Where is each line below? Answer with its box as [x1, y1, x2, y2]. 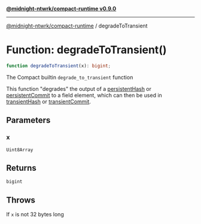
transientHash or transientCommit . [6, 98, 92, 105]
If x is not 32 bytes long [6, 211, 64, 218]
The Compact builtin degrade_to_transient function [6, 73, 133, 81]
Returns [6, 162, 37, 173]
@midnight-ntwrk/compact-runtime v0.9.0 [6, 5, 117, 12]
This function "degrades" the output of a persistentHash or [6, 85, 151, 92]
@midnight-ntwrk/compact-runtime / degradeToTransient [6, 22, 148, 29]
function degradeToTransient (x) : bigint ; [6, 63, 111, 69]
